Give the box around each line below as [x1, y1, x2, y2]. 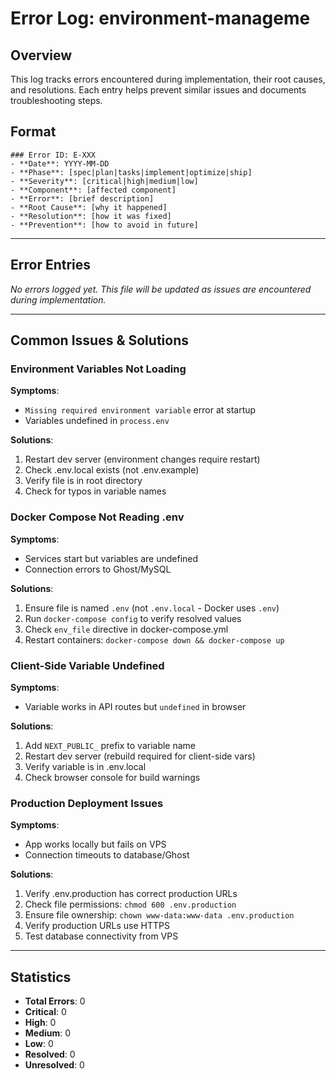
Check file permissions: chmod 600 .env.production [24, 898, 237, 911]
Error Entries [10, 257, 92, 274]
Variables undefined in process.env [24, 415, 170, 427]
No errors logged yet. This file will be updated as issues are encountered [10, 283, 312, 295]
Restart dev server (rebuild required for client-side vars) [24, 750, 256, 762]
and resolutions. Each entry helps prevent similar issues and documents [10, 84, 307, 96]
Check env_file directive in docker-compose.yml [24, 623, 229, 635]
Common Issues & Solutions [10, 332, 189, 349]
